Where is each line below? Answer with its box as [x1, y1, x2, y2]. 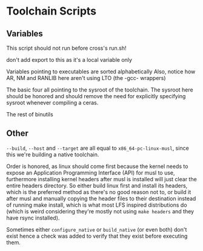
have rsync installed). [6, 214, 60, 221]
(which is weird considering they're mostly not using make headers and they [6, 207, 195, 215]
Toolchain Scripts [6, 4, 97, 18]
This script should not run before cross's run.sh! [6, 44, 127, 52]
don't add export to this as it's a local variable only [6, 56, 132, 63]
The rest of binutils [6, 111, 53, 118]
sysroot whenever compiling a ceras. [6, 99, 99, 106]
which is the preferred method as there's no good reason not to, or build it [6, 188, 191, 195]
